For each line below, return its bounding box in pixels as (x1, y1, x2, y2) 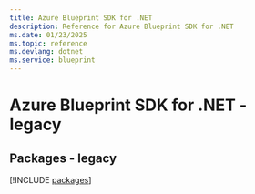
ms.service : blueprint (9, 56, 96, 65)
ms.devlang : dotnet (9, 47, 84, 56)
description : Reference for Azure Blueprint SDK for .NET (9, 22, 234, 31)
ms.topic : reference (9, 38, 88, 48)
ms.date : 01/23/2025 (9, 30, 88, 39)
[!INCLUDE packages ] (9, 175, 92, 185)
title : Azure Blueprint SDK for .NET (9, 13, 153, 23)
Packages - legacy (9, 150, 117, 166)
